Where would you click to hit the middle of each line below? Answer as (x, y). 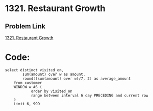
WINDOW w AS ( (28, 87)
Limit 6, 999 (27, 104)
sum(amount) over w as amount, (54, 74)
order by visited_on (52, 91)
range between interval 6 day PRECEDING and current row (90, 95)
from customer (28, 83)
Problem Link (25, 26)
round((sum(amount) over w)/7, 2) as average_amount (77, 78)
